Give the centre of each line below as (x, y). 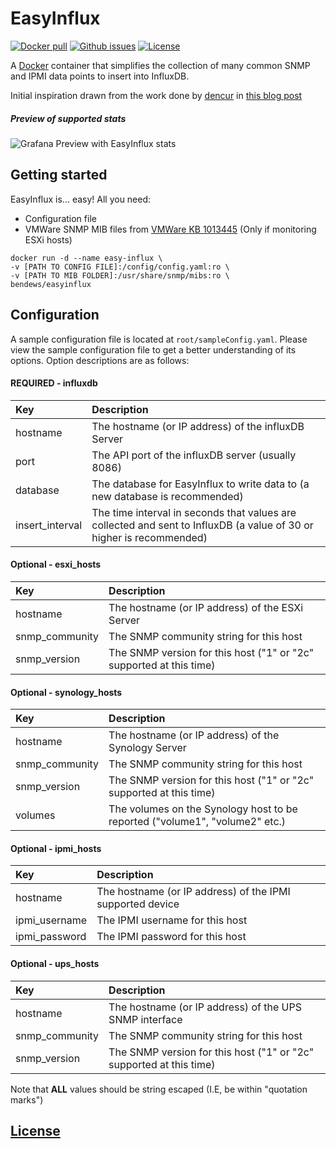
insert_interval (49, 525)
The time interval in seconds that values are (194, 512)
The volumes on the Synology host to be (203, 809)
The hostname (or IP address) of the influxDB (198, 426)
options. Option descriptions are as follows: (100, 360)
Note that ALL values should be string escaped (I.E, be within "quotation (159, 1089)
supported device (138, 904)
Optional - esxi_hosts (56, 564)
